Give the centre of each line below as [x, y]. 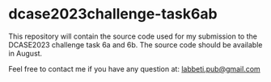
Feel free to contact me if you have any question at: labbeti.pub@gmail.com [134, 68]
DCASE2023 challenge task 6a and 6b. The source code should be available [135, 44]
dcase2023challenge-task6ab [113, 14]
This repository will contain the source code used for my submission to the [133, 36]
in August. [25, 53]
